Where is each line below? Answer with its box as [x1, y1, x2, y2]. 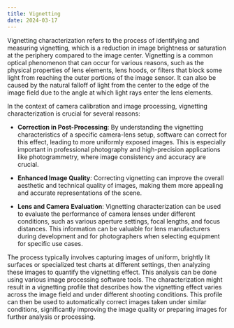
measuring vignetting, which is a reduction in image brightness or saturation [7, 43, 227, 52]
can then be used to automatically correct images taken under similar [7, 297, 207, 306]
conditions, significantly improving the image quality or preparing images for [7, 305, 227, 313]
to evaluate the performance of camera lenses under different [17, 210, 196, 218]
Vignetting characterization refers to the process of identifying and [7, 36, 200, 44]
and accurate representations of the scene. [17, 189, 142, 197]
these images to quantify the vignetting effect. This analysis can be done [7, 268, 217, 276]
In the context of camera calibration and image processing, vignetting [7, 102, 208, 110]
